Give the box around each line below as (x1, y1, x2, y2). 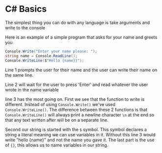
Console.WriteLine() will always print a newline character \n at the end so (5, 111, 155, 118)
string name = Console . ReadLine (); (5, 53, 78, 58)
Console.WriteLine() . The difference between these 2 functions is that (5, 107, 148, 112)
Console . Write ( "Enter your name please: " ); (5, 49, 97, 54)
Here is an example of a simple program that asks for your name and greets (5, 34, 158, 40)
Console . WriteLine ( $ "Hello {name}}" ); (5, 58, 84, 63)
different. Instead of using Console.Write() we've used (5, 101, 116, 107)
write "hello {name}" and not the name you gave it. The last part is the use (5, 137, 155, 143)
